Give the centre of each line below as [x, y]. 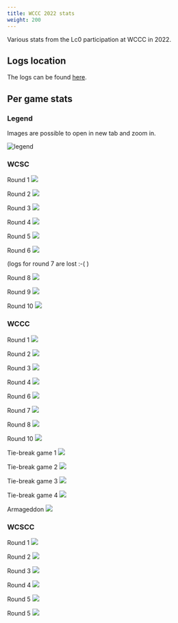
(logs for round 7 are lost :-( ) [48, 264]
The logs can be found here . [47, 77]
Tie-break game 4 [33, 495]
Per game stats [40, 99]
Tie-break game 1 [32, 453]
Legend [20, 118]
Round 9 [19, 292]
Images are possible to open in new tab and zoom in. [81, 133]
